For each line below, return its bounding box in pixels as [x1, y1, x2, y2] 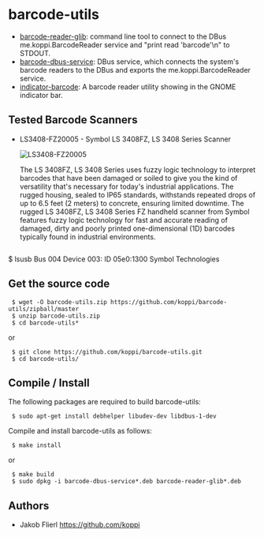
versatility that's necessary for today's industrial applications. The [19, 182, 234, 191]
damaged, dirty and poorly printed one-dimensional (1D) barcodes [19, 223, 235, 233]
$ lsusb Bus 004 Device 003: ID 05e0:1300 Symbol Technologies [8, 254, 220, 264]
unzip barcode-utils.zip [18, 312, 101, 320]
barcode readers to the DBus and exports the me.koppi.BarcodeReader [19, 65, 251, 74]
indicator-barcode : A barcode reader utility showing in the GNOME [19, 81, 236, 92]
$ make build [11, 471, 55, 479]
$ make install [11, 441, 61, 449]
